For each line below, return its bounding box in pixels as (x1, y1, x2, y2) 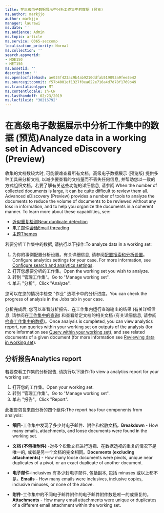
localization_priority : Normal (5, 43, 69, 48)
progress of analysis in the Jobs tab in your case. (5, 296, 104, 302)
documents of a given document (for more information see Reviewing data (5, 335, 155, 340)
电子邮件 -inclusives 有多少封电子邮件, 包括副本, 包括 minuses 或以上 (12, 470, 150, 475)
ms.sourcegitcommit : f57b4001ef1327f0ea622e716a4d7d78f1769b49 (5, 79, 137, 84)
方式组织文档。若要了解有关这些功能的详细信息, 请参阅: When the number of (5, 182, 157, 188)
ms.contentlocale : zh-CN (5, 89, 56, 94)
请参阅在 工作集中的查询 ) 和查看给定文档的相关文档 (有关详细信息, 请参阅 (11, 313, 157, 318)
